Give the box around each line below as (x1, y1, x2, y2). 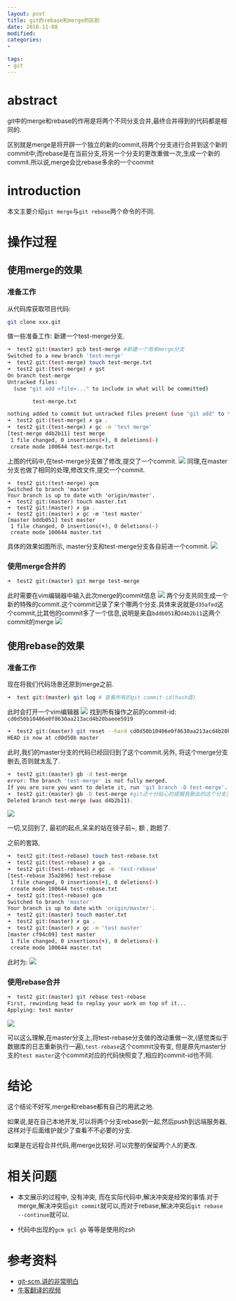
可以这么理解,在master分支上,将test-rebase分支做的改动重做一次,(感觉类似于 (7, 1033, 228, 1042)
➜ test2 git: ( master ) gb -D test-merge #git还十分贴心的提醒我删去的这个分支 (7, 790, 227, 797)
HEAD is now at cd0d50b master (7, 735, 99, 742)
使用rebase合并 (7, 977, 61, 987)
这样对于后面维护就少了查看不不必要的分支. (7, 1126, 133, 1135)
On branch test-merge (7, 372, 71, 379)
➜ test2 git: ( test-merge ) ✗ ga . (7, 417, 109, 424)
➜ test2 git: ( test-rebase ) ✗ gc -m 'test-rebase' (7, 865, 159, 873)
